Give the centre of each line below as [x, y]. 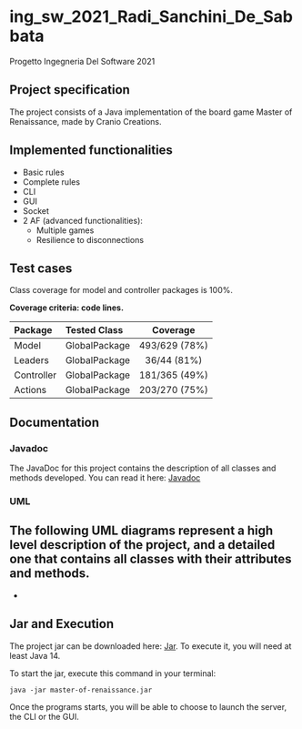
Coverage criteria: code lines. [67, 308]
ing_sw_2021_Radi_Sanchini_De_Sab [151, 17]
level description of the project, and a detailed [142, 545]
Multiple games [65, 230]
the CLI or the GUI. [45, 716]
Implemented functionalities [91, 151]
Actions [30, 390]
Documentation [55, 422]
